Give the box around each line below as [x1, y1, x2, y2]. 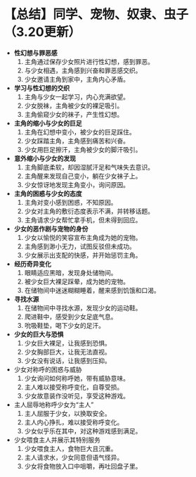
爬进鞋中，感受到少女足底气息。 [24, 312, 117, 321]
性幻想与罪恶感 [13, 49, 58, 57]
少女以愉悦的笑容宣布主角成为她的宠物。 [24, 233, 142, 241]
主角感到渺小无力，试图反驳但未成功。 [24, 242, 136, 250]
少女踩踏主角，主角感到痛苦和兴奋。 [24, 136, 130, 145]
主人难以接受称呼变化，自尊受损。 [24, 383, 124, 391]
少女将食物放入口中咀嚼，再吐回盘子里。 [24, 462, 142, 470]
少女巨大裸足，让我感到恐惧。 [24, 338, 111, 347]
